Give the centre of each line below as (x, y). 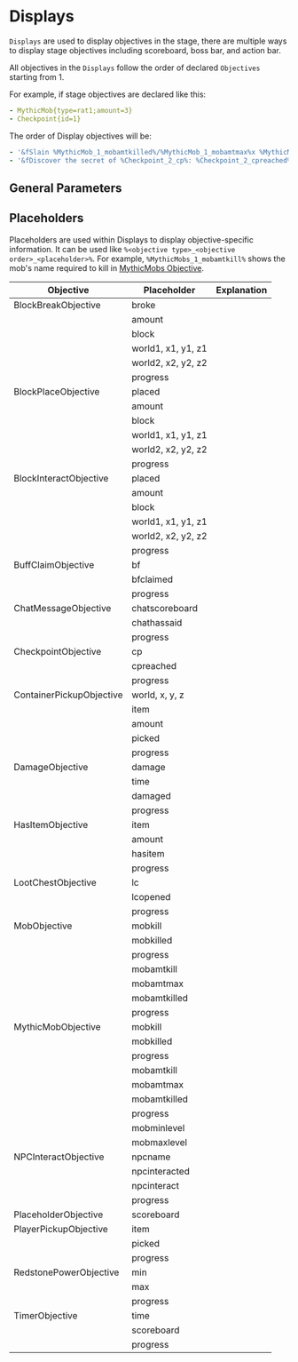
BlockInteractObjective (61, 478)
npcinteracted (161, 1171)
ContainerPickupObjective (68, 695)
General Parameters (66, 188)
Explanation (242, 290)
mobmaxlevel (160, 1142)
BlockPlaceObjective (57, 391)
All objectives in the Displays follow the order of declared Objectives (135, 68)
